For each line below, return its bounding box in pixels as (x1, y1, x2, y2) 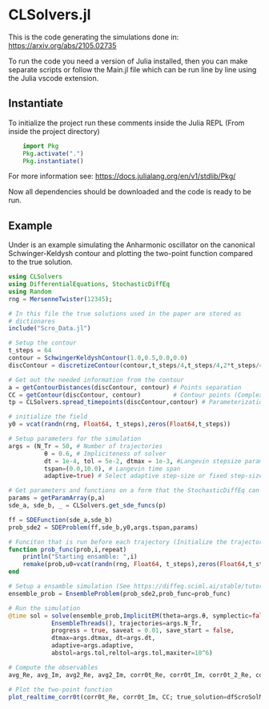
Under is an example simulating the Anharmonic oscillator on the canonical (8, 240, 255, 250)
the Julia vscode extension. (8, 73, 99, 83)
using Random (8, 287, 52, 295)
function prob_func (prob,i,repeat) (8, 545, 127, 553)
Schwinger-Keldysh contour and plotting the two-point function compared (8, 249, 254, 259)
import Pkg (22, 142, 59, 150)
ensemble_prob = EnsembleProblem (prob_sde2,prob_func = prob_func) (8, 589, 231, 597)
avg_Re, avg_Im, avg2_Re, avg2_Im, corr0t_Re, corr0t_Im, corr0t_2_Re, (8, 670, 252, 679)
